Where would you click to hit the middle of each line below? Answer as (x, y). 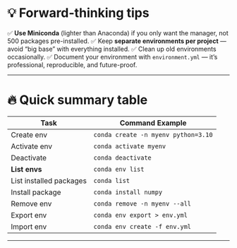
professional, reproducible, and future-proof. (72, 64)
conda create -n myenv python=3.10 (153, 135)
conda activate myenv (130, 146)
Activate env (32, 146)
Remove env (31, 203)
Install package (36, 192)
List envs (26, 169)
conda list (112, 181)
